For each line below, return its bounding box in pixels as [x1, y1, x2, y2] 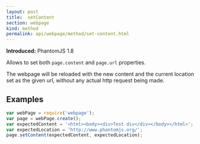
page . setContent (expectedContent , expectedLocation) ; [6, 132, 143, 138]
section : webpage [6, 20, 50, 26]
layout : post [6, 8, 39, 15]
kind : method [6, 25, 39, 32]
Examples [6, 94, 44, 105]
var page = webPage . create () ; [6, 115, 82, 121]
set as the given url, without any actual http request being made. [6, 77, 165, 84]
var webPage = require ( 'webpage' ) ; [6, 110, 95, 116]
